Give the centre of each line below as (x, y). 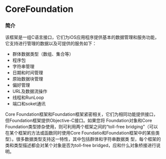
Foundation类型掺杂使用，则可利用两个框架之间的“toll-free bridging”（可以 (82, 127)
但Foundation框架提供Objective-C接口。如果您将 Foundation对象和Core (79, 121)
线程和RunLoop (28, 97)
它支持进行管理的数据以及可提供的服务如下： (51, 44)
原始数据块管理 (28, 79)
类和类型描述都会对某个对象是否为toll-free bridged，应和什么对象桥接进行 (81, 146)
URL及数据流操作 (30, 91)
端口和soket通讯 (29, 104)
